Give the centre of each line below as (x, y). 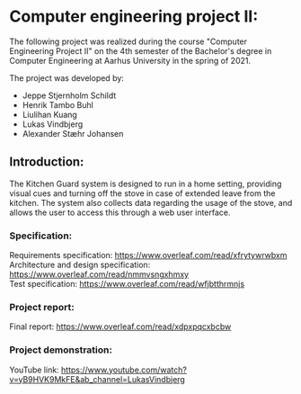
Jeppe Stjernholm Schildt (69, 95)
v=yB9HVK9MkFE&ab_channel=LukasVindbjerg (97, 379)
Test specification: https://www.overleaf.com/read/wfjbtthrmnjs (127, 284)
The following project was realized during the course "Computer (128, 41)
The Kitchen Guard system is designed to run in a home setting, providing (146, 184)
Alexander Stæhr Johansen (73, 133)
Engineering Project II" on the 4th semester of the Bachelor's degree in (141, 50)
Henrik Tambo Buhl (58, 104)
